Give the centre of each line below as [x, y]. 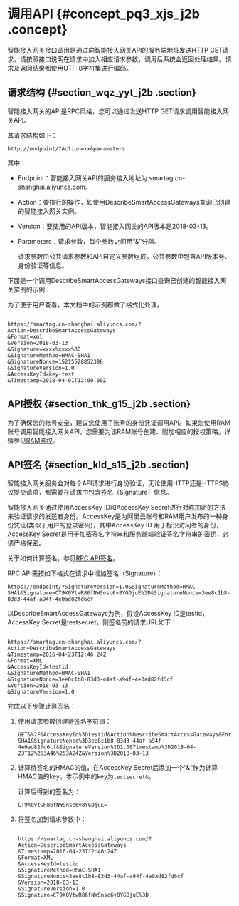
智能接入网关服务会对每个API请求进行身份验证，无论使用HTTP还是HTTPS [115, 483]
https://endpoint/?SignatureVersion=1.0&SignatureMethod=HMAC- [103, 587]
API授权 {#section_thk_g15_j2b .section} [99, 404]
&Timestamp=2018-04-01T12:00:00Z [57, 380]
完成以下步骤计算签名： [42, 706]
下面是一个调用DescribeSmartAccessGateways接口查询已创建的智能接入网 [117, 280]
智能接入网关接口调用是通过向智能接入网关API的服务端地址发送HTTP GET [115, 50]
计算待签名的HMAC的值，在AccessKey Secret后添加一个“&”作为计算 [118, 768]
